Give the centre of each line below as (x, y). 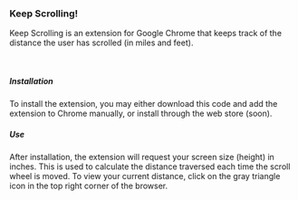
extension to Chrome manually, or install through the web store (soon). (141, 114)
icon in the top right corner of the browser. (89, 186)
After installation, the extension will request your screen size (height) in (142, 157)
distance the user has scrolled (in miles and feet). (101, 43)
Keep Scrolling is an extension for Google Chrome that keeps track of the (146, 33)
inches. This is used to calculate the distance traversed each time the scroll (150, 167)
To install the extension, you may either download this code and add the (144, 104)
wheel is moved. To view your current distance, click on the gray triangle (145, 176)
